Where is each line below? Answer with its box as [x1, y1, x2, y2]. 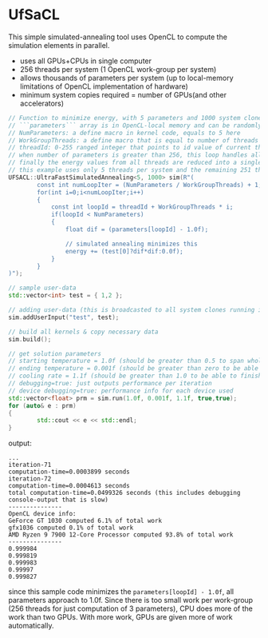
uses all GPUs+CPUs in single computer [19, 56, 152, 66]
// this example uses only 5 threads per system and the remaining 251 [8, 166, 251, 174]
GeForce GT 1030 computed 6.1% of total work [8, 517, 162, 525]
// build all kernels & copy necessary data [8, 328, 159, 336]
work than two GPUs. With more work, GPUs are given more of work [8, 612, 233, 622]
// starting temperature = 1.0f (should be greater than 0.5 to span [8, 357, 245, 365]
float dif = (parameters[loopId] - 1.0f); [65, 225, 209, 233]
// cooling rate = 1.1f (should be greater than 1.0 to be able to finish [8, 372, 262, 381]
